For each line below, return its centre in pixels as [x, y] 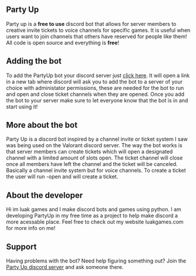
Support [21, 247]
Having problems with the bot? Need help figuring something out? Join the [96, 261]
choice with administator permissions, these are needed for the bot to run [95, 88]
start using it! [22, 107]
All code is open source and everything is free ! [62, 42]
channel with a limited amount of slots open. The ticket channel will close [94, 158]
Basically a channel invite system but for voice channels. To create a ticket [96, 171]
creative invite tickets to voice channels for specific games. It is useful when [98, 30]
